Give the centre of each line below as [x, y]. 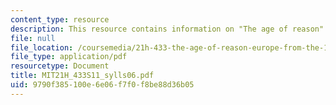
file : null [33, 38]
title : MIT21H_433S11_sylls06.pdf [82, 76]
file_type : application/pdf [69, 57]
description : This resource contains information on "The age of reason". [169, 29]
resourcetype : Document [60, 66]
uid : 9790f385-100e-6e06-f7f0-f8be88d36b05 [102, 85]
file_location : [42, 47]
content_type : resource [60, 19]
